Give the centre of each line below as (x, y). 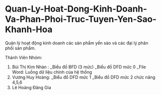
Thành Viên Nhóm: (24, 57)
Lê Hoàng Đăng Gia (32, 87)
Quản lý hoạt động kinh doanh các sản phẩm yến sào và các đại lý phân (77, 43)
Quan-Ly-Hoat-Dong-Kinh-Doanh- (76, 9)
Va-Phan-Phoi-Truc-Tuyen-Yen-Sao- (81, 19)
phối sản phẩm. (21, 48)
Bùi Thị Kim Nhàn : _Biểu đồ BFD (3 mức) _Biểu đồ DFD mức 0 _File (79, 67)
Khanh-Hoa (29, 30)
